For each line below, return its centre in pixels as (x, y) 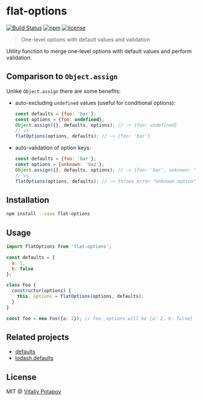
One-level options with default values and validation (86, 39)
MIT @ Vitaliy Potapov (34, 392)
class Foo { (21, 285)
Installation (28, 200)
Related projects (38, 337)
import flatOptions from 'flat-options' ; (59, 247)
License (21, 377)
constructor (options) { (41, 291)
